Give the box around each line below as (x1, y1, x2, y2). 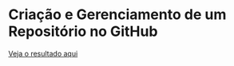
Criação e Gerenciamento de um (8, 6, 227, 24)
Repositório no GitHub (8, 22, 158, 41)
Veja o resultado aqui (8, 49, 78, 58)
